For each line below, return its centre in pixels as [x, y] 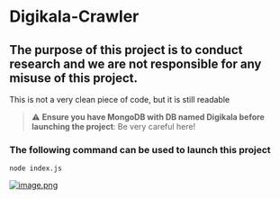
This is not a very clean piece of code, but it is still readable [120, 99]
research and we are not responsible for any [135, 63]
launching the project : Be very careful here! [113, 127]
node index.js [36, 168]
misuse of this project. [73, 78]
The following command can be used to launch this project [140, 149]
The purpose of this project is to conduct [126, 50]
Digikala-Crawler [74, 17]
